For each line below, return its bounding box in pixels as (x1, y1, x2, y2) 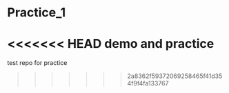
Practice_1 (7, 5, 66, 21)
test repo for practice (7, 59, 68, 67)
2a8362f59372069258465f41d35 (127, 72, 223, 80)
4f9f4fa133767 (127, 79, 169, 88)
